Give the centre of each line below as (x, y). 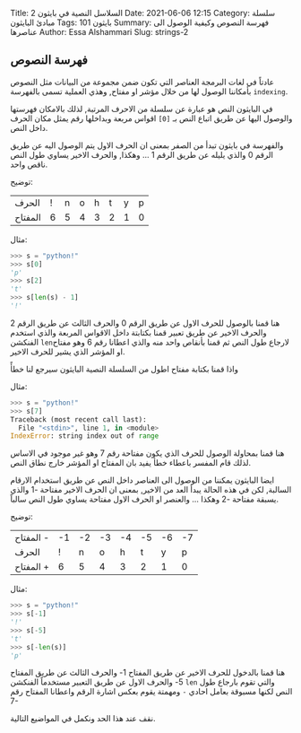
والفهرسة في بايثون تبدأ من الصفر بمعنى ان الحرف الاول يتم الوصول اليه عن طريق (147, 145)
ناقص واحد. (29, 164)
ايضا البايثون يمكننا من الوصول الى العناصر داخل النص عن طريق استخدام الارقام (142, 480)
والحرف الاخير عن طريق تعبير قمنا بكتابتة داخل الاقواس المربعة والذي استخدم (138, 332)
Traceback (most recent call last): (78, 419)
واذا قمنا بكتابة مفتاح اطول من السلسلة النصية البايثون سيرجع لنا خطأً (124, 369)
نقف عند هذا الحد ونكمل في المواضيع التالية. (83, 719)
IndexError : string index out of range (85, 436)
